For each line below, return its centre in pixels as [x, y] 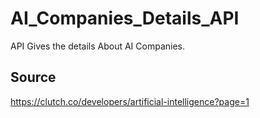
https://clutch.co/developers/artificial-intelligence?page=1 [130, 101]
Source [33, 77]
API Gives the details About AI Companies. [98, 46]
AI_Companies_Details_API [125, 18]
